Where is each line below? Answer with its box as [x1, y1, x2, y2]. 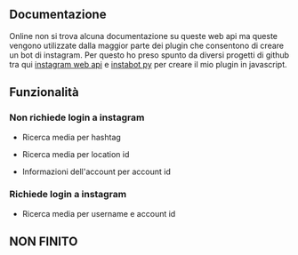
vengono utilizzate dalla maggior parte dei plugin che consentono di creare [9, 40, 285, 51]
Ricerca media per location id [21, 148, 130, 159]
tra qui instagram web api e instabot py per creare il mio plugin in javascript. [9, 59, 287, 69]
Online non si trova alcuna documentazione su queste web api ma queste [9, 30, 278, 41]
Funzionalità [9, 84, 79, 100]
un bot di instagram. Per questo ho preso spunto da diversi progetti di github [9, 49, 290, 60]
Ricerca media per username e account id [21, 208, 176, 219]
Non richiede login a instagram [9, 111, 145, 124]
